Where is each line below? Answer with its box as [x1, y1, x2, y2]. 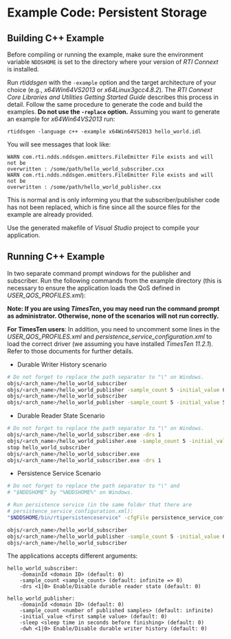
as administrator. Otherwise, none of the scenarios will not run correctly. [7, 312, 219, 320]
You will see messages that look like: [7, 140, 111, 149]
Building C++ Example [7, 32, 104, 44]
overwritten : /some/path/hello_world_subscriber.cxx [7, 166, 165, 173]
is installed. [7, 65, 39, 73]
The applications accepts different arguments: [7, 552, 138, 560]
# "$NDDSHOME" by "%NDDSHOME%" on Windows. [7, 489, 134, 496]
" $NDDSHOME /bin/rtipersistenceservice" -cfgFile [7, 514, 149, 521]
